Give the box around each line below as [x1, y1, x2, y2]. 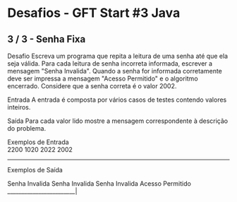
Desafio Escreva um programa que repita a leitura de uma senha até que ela [7, 52, 228, 60]
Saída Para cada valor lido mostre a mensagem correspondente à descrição [7, 117, 229, 125]
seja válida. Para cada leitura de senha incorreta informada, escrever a [7, 59, 213, 68]
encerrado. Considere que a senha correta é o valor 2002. [7, 82, 177, 90]
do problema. [7, 124, 47, 132]
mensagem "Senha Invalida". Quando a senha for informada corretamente [7, 67, 222, 75]
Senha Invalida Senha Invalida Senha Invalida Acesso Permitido [7, 179, 192, 188]
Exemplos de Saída [7, 166, 63, 174]
